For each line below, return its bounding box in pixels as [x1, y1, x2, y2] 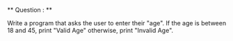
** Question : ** [7, 6, 53, 14]
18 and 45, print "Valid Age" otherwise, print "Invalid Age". [7, 27, 174, 34]
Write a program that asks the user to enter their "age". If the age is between [7, 19, 227, 27]
